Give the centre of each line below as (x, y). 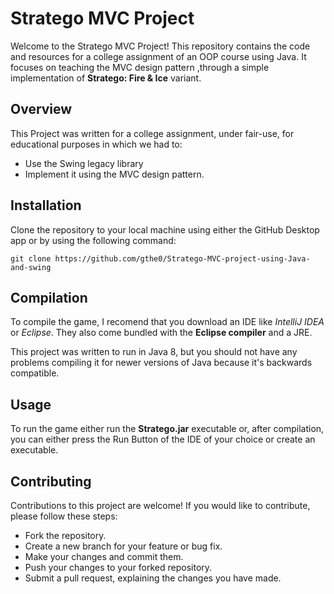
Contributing (51, 481)
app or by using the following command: (93, 240)
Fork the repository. (65, 535)
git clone (31, 258)
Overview (41, 109)
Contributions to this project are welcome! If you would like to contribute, (160, 505)
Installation (46, 205)
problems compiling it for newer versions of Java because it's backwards (161, 363)
